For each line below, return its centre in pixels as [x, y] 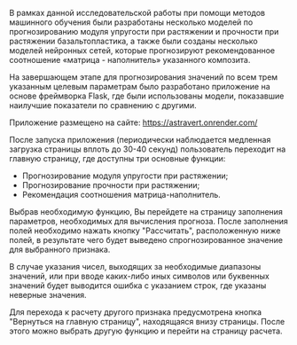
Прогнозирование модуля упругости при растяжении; [125, 176]
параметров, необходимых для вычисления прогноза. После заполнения [148, 221]
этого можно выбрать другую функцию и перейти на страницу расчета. [146, 331]
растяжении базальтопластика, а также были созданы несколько [134, 41]
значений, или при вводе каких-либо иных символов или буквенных [140, 276]
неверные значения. [48, 295]
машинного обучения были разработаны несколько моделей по [131, 22]
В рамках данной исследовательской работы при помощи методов [137, 13]
